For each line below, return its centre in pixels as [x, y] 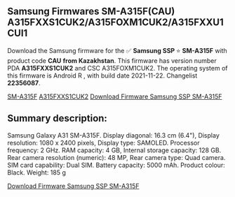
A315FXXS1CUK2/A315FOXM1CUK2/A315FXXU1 [115, 23]
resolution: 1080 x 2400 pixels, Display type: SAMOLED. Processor [103, 143]
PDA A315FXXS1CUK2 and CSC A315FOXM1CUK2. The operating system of [117, 68]
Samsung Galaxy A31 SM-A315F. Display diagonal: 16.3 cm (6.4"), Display [113, 135]
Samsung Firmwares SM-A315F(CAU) [91, 12]
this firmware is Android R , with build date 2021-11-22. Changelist [102, 75]
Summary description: [57, 118]
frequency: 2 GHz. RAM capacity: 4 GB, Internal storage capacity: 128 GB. [114, 150]
